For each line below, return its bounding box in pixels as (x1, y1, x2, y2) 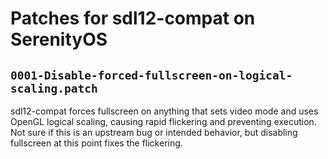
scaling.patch (10, 81, 98, 96)
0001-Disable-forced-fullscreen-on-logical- (10, 68, 293, 82)
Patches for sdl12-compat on (10, 7, 256, 30)
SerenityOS (10, 28, 108, 51)
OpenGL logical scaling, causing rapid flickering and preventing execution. (10, 116, 317, 127)
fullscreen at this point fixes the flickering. (10, 137, 183, 149)
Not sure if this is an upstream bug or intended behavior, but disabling (10, 127, 298, 138)
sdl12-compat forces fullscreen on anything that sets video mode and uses (10, 105, 319, 117)
